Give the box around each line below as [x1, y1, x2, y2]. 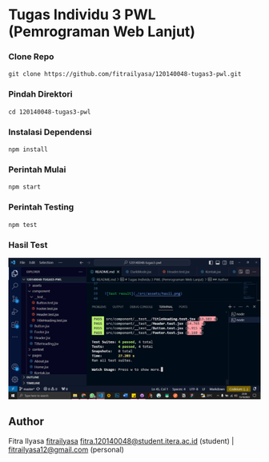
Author [8, 415, 44, 428]
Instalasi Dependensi [8, 126, 92, 137]
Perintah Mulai [8, 164, 66, 175]
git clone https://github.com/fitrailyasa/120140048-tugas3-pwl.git [8, 70, 242, 78]
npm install [8, 145, 48, 153]
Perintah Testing [8, 201, 74, 213]
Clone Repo [8, 51, 54, 62]
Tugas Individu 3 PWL [8, 6, 156, 24]
